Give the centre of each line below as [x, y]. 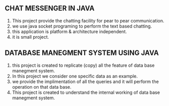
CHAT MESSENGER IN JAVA [50, 8]
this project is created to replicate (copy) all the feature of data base [83, 65]
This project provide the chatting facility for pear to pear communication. [88, 20]
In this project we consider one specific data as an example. [75, 76]
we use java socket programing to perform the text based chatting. [82, 26]
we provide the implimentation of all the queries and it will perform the [86, 82]
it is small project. [30, 37]
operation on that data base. [42, 87]
